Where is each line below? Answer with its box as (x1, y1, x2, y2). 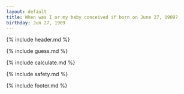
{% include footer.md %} (6, 82, 68, 89)
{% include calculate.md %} (6, 59, 76, 66)
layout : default (6, 8, 47, 15)
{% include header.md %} (6, 36, 70, 43)
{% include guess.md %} (6, 48, 68, 55)
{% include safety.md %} (6, 71, 68, 78)
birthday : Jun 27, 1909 (6, 20, 66, 26)
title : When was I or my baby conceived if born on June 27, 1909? (6, 14, 179, 20)
